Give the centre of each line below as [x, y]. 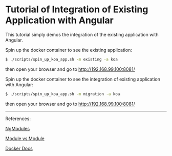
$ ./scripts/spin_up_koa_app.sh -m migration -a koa [63, 94]
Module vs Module [25, 138]
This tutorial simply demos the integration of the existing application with [82, 34]
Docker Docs [19, 148]
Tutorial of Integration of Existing [77, 9]
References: [18, 119]
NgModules [17, 128]
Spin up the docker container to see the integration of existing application [83, 79]
